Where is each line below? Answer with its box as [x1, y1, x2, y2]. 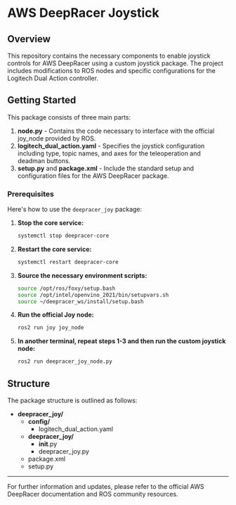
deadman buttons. [17, 156, 71, 165]
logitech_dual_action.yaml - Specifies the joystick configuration [17, 141, 205, 150]
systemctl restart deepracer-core [17, 258, 119, 265]
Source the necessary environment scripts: [17, 271, 147, 279]
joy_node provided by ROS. [17, 134, 96, 142]
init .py [38, 440, 58, 448]
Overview [7, 33, 51, 45]
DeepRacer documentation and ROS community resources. [7, 490, 178, 499]
